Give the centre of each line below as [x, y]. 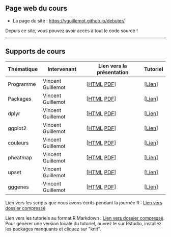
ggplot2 [17, 128]
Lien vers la [113, 66]
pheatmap [20, 157]
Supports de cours [35, 51]
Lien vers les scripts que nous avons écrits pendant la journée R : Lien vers [84, 203]
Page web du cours [36, 8]
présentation [112, 72]
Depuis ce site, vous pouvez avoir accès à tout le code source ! [72, 31]
